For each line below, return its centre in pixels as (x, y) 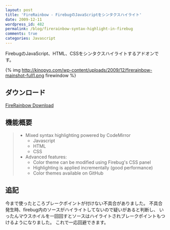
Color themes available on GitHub (68, 173)
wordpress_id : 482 (25, 24)
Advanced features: (46, 157)
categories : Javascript (31, 39)
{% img (13, 70)
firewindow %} (61, 75)
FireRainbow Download (30, 105)
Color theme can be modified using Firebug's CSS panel (92, 162)
